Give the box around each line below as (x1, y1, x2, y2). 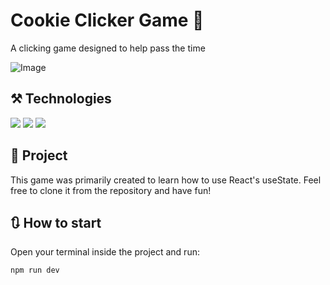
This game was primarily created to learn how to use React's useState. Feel (10, 174, 322, 186)
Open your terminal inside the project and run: (10, 246, 200, 258)
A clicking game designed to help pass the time (10, 42, 206, 54)
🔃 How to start (10, 214, 102, 231)
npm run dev (10, 265, 60, 276)
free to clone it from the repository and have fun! (10, 184, 212, 196)
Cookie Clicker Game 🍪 (10, 9, 205, 32)
